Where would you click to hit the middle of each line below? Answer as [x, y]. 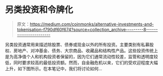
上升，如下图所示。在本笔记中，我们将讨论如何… [54, 68]
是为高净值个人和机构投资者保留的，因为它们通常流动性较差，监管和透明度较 [81, 56]
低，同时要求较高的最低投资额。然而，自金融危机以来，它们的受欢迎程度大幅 [81, 63]
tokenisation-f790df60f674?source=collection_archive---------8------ [87, 29]
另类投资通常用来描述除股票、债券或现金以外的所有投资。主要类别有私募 [77, 44]
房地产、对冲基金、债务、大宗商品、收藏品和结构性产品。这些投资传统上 [86, 51]
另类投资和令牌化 [39, 10]
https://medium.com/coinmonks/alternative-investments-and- [92, 24]
